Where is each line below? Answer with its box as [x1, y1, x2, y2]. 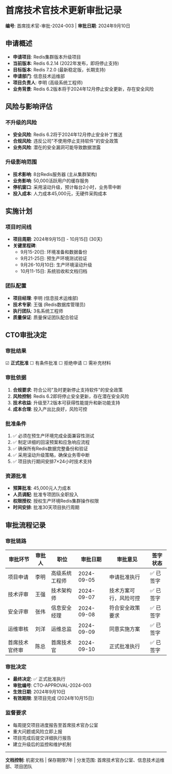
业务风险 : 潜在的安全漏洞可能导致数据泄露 [12, 144, 101, 150]
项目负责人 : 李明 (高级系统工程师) [12, 79, 83, 85]
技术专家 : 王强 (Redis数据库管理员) [12, 301, 86, 307]
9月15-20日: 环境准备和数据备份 [20, 249, 88, 255]
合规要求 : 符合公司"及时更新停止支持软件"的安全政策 [12, 386, 123, 393]
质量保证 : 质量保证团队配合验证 [12, 314, 78, 320]
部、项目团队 [5, 763, 32, 769]
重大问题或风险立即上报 [12, 728, 62, 734]
